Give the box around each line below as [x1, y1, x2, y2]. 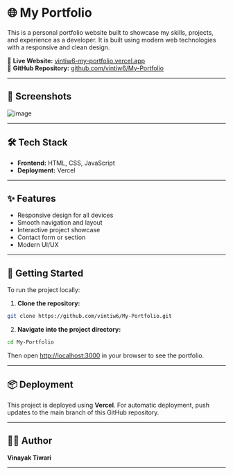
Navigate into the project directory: [17, 325, 121, 334]
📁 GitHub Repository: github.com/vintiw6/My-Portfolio [7, 64, 164, 72]
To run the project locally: [7, 286, 80, 294]
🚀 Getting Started [7, 267, 84, 279]
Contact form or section [17, 233, 86, 241]
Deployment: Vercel [17, 166, 76, 175]
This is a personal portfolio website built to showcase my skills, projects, [7, 28, 214, 36]
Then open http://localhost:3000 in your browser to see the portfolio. [7, 351, 205, 360]
